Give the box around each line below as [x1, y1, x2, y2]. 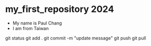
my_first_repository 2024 [5, 3, 115, 15]
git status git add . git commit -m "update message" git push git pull [5, 35, 146, 41]
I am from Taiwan [12, 25, 49, 31]
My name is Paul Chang [12, 20, 62, 26]
